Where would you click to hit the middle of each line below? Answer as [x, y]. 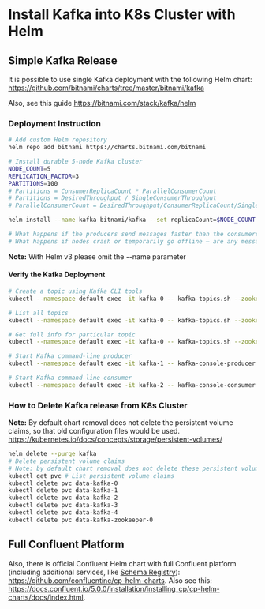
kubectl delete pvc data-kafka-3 [63, 506]
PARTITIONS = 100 [33, 183]
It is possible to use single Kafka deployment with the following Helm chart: [130, 79]
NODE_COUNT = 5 [30, 169]
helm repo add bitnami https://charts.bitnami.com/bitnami [107, 148]
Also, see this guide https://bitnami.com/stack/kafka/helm [102, 103]
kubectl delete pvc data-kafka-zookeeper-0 [81, 520]
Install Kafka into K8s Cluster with [122, 15]
